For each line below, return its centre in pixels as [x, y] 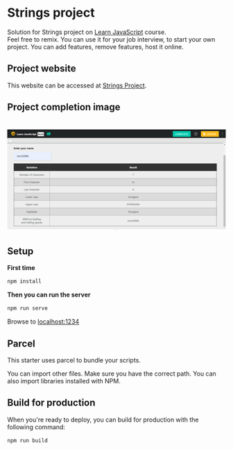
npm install [24, 282]
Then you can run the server [49, 295]
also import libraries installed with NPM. [64, 381]
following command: [36, 427]
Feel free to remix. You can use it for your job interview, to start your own [111, 39]
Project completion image [64, 107]
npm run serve [28, 308]
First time [21, 268]
